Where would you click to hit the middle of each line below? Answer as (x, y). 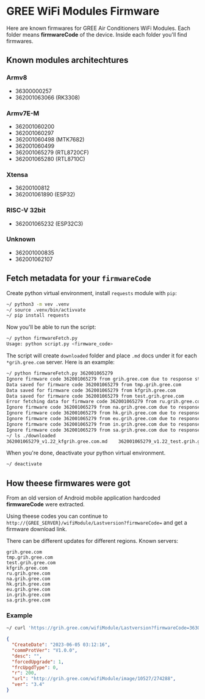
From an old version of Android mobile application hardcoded (83, 498)
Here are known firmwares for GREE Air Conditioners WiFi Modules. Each (98, 28)
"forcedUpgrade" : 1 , (38, 662)
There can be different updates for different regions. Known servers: (92, 541)
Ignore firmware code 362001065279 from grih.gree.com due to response (99, 379)
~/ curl (16, 628)
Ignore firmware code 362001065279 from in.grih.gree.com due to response (103, 424)
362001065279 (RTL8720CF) (52, 152)
